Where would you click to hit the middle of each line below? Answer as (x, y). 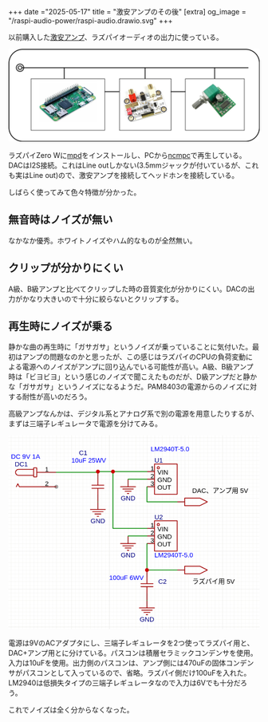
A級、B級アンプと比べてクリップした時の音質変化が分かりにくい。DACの (128, 289)
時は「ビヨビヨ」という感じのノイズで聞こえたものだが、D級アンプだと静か (133, 377)
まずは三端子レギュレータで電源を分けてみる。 (85, 424)
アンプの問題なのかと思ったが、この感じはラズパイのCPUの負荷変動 (134, 357)
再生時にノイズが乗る (61, 327)
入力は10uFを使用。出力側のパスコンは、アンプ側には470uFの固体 (117, 663)
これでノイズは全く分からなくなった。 (71, 709)
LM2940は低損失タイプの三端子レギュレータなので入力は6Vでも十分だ (124, 683)
